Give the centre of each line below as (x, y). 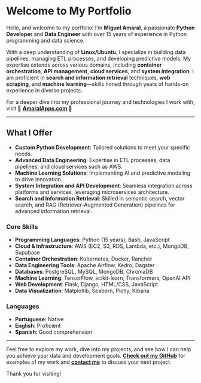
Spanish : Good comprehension (54, 332)
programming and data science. (45, 40)
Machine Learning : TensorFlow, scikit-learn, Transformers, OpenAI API (103, 278)
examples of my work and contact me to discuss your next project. (89, 362)
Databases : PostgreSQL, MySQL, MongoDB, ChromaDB (84, 272)
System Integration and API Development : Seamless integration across (103, 185)
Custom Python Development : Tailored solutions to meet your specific (102, 147)
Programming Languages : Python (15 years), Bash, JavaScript (92, 240)
